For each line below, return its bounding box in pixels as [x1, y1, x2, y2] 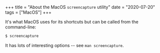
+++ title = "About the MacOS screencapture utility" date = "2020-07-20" [5, 4, 156, 10]
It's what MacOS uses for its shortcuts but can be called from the [5, 19, 139, 25]
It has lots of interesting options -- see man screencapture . [5, 42, 124, 48]
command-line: [5, 24, 36, 30]
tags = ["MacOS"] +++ [5, 9, 52, 15]
